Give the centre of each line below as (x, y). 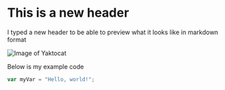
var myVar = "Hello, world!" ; (51, 79)
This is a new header (68, 13)
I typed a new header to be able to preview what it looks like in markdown (113, 32)
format (17, 39)
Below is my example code (46, 66)
